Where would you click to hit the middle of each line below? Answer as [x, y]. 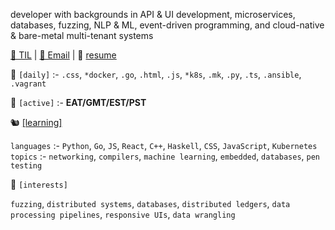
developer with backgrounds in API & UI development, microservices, [153, 14]
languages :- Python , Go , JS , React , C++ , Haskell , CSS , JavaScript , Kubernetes [164, 145]
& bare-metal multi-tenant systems [82, 35]
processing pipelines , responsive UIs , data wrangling [123, 214]
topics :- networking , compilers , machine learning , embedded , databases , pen [165, 156]
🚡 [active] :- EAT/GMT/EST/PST [78, 102]
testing [26, 166]
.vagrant [28, 84]
